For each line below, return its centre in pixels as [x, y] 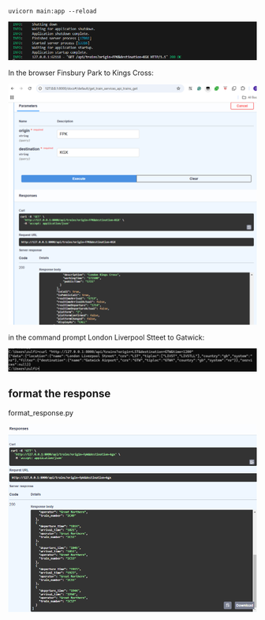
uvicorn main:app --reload [52, 11]
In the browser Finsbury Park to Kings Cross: [81, 73]
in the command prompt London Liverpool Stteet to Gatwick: [106, 337]
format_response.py [41, 412]
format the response [60, 394]
